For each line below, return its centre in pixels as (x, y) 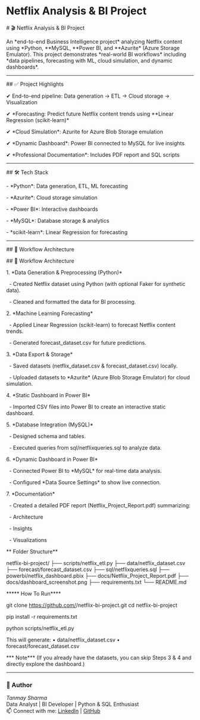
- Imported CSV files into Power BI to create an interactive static (87, 407)
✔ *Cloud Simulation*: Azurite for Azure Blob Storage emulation (85, 132)
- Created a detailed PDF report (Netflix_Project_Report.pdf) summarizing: (99, 505)
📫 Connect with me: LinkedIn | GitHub (53, 711)
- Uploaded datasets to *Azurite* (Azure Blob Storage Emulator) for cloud (99, 377)
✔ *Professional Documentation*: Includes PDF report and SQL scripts (93, 155)
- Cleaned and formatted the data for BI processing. (72, 301)
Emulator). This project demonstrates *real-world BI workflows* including (96, 54)
